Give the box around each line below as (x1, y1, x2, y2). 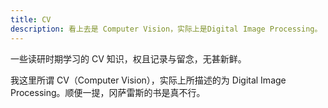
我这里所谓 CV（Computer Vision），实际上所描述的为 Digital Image (10, 74, 287, 86)
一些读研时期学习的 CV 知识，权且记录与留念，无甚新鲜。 (10, 52, 247, 65)
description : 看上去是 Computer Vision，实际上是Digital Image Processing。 (10, 24, 323, 34)
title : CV (10, 14, 52, 25)
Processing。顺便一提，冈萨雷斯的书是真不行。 (10, 86, 206, 98)
